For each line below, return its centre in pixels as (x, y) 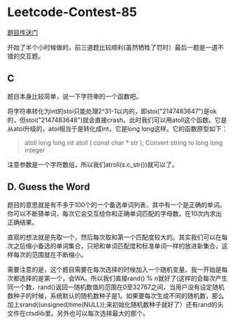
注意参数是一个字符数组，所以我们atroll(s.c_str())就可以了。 (93, 164)
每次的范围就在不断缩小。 (50, 254)
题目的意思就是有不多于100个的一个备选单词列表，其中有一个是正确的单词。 (116, 204)
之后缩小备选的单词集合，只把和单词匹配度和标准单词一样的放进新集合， (117, 246)
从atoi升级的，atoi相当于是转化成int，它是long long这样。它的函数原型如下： (117, 128)
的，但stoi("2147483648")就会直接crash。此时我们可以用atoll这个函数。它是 (117, 120)
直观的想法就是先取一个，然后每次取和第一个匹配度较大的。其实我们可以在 (114, 237)
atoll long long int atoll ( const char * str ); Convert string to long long (123, 142)
